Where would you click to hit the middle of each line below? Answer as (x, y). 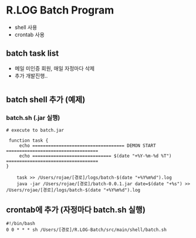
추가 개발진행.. (31, 76)
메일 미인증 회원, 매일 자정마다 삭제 (55, 68)
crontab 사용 (30, 34)
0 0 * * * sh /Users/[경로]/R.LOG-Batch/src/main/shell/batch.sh (87, 230)
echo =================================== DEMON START (88, 146)
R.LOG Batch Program (60, 10)
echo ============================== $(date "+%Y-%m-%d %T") (95, 156)
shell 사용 (26, 27)
